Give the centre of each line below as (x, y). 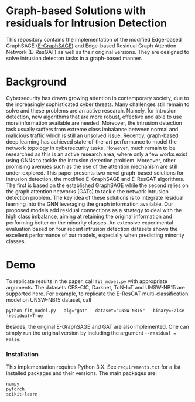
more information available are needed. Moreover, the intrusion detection (94, 123)
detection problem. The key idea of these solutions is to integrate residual (95, 197)
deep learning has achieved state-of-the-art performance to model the (91, 141)
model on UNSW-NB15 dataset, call (49, 299)
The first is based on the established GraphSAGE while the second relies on (97, 185)
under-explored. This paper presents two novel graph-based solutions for (95, 173)
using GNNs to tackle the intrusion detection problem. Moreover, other (91, 160)
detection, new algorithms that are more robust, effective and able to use (94, 117)
